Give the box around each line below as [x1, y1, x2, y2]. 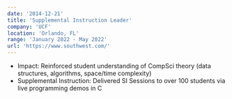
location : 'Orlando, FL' [7, 29, 79, 37]
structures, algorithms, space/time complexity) [17, 69, 152, 77]
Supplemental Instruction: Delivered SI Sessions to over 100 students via [17, 77, 226, 84]
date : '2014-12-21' [7, 10, 64, 17]
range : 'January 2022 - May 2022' [7, 36, 108, 43]
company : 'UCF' [7, 23, 52, 30]
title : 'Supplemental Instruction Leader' [7, 17, 132, 24]
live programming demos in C [17, 84, 102, 92]
